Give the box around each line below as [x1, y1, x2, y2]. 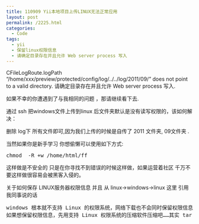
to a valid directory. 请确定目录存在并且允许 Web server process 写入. [6, 82, 176, 89]
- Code [11, 31, 28, 37]
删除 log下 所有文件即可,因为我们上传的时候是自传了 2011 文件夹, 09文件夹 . [6, 127, 190, 135]
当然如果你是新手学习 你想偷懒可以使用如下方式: [6, 140, 123, 147]
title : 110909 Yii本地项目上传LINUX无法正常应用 [6, 8, 118, 15]
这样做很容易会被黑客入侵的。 [11, 171, 84, 178]
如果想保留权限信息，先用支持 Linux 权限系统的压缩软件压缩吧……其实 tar [6, 212, 192, 218]
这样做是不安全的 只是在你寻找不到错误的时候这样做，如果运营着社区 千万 [6, 164, 185, 171]
